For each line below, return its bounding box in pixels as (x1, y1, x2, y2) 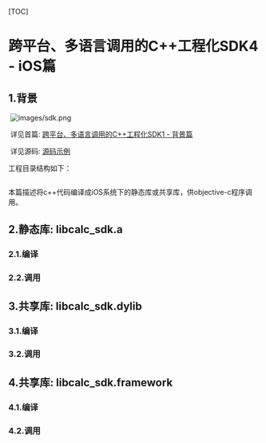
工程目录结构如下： (8, 164, 72, 172)
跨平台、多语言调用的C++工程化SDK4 (8, 38, 259, 55)
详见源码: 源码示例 (10, 147, 70, 156)
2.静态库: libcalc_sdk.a (8, 223, 124, 236)
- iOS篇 (8, 57, 57, 75)
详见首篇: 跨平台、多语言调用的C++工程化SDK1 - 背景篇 (10, 129, 193, 139)
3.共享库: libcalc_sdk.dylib (8, 299, 142, 313)
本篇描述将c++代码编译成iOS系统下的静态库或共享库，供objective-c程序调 (8, 188, 253, 196)
